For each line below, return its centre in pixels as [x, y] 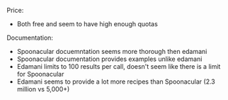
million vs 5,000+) [43, 89]
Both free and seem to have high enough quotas [87, 24]
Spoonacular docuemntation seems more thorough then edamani [112, 51]
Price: [15, 10]
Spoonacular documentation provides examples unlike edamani [109, 59]
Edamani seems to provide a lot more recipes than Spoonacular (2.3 [116, 82]
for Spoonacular [40, 74]
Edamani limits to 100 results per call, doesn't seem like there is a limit [119, 66]
